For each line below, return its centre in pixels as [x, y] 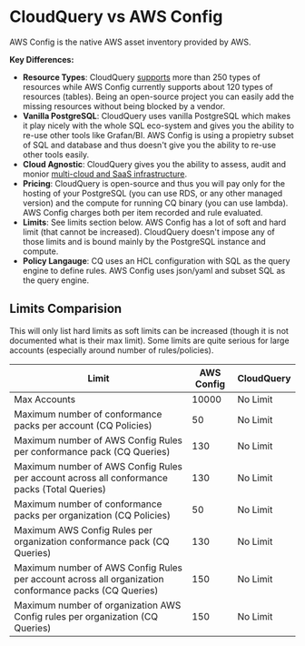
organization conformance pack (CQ [92, 541]
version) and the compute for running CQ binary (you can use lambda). [155, 203]
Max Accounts [44, 399]
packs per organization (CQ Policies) [92, 515]
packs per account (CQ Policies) [83, 425]
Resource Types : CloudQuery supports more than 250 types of [141, 77]
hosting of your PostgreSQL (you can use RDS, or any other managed [152, 193]
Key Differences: [42, 59]
